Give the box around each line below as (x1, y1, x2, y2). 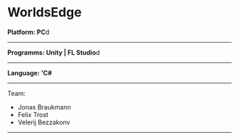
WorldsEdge (7, 4, 82, 21)
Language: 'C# (7, 68, 52, 77)
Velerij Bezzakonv (17, 118, 70, 126)
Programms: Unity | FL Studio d (7, 48, 100, 57)
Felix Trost (17, 110, 48, 119)
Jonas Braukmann (17, 102, 71, 111)
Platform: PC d (7, 28, 50, 36)
